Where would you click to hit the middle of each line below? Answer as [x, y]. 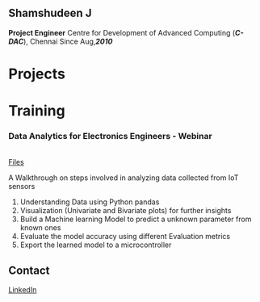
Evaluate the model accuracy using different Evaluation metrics [125, 237]
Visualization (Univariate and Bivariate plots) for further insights [126, 211]
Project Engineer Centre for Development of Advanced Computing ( [122, 32]
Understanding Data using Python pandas [90, 202]
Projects [37, 74]
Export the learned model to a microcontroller [96, 245]
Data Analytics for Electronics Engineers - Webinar [110, 136]
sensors [22, 187]
